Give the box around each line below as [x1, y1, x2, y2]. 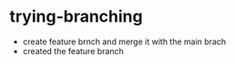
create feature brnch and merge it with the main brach [22, 36, 227, 47]
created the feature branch [22, 45, 125, 56]
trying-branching [9, 6, 143, 27]
